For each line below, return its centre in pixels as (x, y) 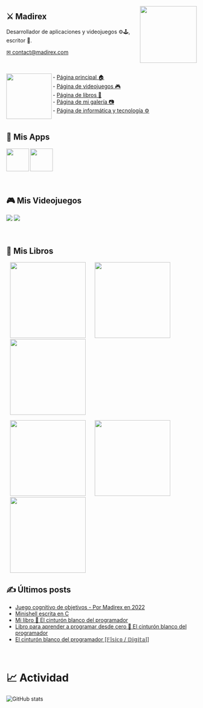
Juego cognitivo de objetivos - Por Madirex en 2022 (80, 607)
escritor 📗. (19, 40)
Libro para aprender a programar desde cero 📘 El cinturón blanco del (101, 627)
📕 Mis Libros (30, 251)
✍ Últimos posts (39, 589)
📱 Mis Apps (28, 137)
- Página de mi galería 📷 (84, 102)
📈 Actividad (38, 678)
